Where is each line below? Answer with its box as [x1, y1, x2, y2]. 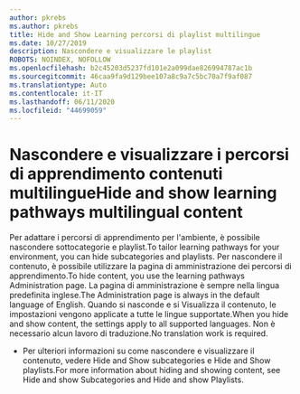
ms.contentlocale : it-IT [9, 89, 103, 98]
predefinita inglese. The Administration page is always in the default [9, 290, 260, 301]
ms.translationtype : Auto [9, 80, 107, 89]
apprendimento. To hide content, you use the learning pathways [9, 270, 246, 281]
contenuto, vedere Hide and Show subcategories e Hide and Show [22, 355, 271, 366]
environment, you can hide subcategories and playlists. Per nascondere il [9, 251, 283, 262]
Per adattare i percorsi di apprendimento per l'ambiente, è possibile [9, 232, 260, 243]
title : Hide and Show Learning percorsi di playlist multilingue [9, 30, 260, 39]
